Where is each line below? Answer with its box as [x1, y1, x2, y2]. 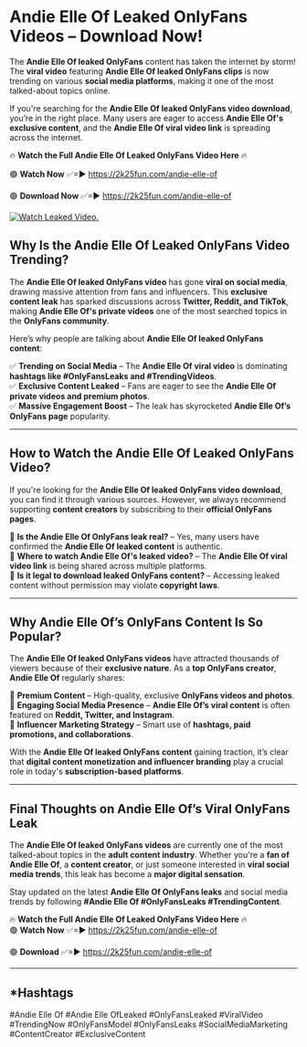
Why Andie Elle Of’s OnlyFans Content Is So [9, 614, 263, 629]
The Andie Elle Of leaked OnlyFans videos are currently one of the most [9, 840, 283, 851]
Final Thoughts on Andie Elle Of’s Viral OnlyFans [9, 801, 291, 817]
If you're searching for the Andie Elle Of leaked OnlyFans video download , [9, 102, 292, 113]
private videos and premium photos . [9, 390, 150, 401]
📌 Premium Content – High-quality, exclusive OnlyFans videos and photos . [9, 690, 295, 701]
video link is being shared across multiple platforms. [9, 560, 207, 571]
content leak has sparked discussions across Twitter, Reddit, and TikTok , [9, 295, 290, 307]
